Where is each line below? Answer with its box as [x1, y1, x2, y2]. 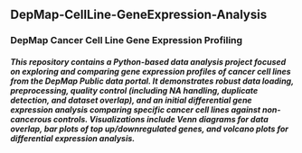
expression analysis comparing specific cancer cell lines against [10, 103, 261, 115]
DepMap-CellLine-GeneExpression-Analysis [10, 7, 268, 22]
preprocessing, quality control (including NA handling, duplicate [10, 85, 259, 95]
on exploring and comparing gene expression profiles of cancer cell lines [10, 66, 292, 76]
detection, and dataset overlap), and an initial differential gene [10, 94, 252, 105]
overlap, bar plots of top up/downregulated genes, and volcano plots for [10, 123, 288, 134]
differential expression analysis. [10, 132, 136, 143]
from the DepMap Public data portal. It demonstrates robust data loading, [10, 76, 295, 86]
